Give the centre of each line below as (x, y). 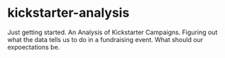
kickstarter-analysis (68, 13)
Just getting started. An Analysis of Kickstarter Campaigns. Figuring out (112, 32)
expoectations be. (34, 47)
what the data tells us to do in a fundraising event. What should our (105, 39)
